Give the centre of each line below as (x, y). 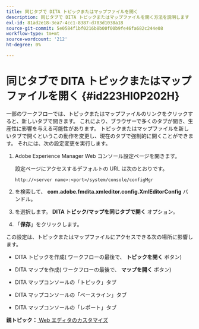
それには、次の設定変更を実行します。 (64, 143)
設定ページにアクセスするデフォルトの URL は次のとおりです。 (91, 168)
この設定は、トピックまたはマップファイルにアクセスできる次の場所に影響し (100, 237)
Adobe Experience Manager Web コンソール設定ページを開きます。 (97, 156)
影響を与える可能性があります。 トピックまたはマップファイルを (100, 128)
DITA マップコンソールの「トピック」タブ (66, 282)
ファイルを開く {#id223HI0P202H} (93, 96)
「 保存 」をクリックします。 (48, 224)
